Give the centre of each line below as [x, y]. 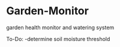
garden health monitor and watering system [60, 27]
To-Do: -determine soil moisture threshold [58, 39]
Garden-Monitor [47, 11]
